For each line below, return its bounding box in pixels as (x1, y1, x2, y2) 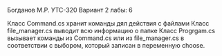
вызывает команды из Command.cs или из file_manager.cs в (7, 34, 185, 42)
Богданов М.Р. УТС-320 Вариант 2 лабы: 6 (7, 6, 133, 14)
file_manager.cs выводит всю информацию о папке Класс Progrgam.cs (7, 27, 216, 35)
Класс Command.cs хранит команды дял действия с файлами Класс (7, 19, 210, 27)
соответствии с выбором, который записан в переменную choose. (7, 41, 205, 49)
